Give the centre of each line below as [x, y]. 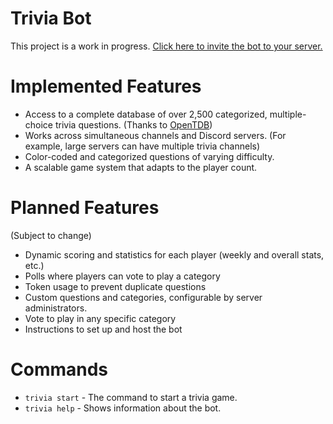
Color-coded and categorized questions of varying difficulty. [149, 156]
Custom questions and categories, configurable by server [143, 297]
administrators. [56, 308]
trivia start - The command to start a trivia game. [131, 397]
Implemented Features [106, 86]
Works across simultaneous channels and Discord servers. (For [155, 135]
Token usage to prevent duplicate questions [115, 286]
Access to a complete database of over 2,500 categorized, [146, 114]
